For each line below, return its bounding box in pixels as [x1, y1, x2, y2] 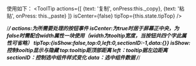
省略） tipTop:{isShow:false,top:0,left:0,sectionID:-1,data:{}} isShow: [16, 40, 191, 46]
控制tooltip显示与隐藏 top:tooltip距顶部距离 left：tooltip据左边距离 [6, 47, 168, 54]
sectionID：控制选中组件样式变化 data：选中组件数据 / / [6, 54, 141, 61]
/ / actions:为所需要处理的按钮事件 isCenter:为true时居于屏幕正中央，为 [6, 25, 180, 32]
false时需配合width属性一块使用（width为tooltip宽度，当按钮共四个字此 [6, 32, 182, 39]
